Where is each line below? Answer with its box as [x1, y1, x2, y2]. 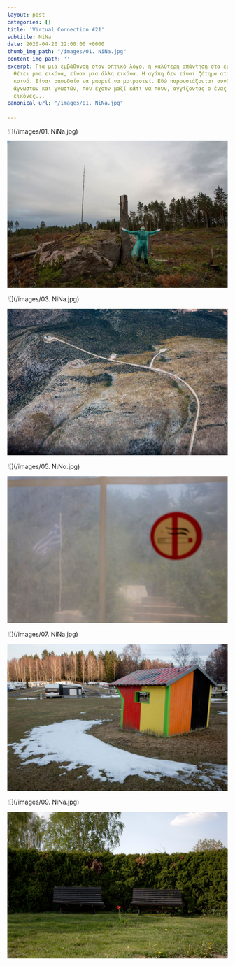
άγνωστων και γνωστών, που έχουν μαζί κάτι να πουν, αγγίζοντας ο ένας [13, 85, 227, 92]
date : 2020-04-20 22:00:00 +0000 [7, 41, 105, 48]
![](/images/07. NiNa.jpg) [7, 630, 78, 639]
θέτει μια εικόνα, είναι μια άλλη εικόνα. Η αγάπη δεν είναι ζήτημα [13, 70, 218, 77]
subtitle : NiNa [7, 34, 52, 41]
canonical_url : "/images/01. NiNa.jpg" [7, 100, 124, 107]
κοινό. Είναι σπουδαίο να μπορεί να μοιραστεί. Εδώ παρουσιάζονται [13, 78, 215, 85]
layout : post [7, 11, 45, 18]
